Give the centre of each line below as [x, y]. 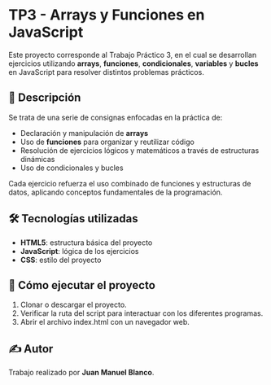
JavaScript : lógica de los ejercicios [79, 251]
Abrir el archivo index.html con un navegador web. [105, 322]
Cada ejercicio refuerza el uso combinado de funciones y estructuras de [130, 183]
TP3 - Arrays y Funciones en [107, 15]
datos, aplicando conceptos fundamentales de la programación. [116, 192]
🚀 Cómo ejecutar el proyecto [82, 285]
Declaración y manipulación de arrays [84, 133]
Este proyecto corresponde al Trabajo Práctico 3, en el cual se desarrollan [133, 55]
